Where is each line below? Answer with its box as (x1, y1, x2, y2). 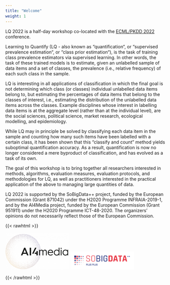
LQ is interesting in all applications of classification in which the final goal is (5, 80, 163, 87)
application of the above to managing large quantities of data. (5, 181, 134, 187)
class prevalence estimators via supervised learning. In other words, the (5, 54, 157, 61)
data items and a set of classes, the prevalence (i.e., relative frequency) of (5, 65, 161, 71)
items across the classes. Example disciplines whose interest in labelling (5, 102, 157, 108)
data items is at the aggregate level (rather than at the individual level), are (5, 107, 161, 113)
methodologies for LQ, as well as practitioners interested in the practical (5, 176, 156, 182)
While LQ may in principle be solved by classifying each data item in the (5, 128, 156, 134)
